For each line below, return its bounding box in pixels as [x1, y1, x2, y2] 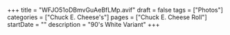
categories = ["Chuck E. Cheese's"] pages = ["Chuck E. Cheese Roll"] [7, 13, 208, 21]
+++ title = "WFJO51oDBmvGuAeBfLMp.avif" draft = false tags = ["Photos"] [7, 6, 224, 14]
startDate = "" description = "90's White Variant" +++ [7, 21, 161, 28]
